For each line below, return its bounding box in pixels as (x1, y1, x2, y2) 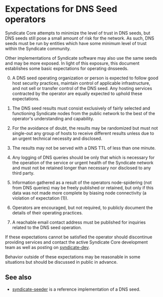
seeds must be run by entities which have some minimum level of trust (5, 40, 147, 46)
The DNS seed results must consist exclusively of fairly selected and (12, 105, 150, 111)
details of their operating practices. (12, 209, 83, 216)
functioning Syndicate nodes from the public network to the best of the (12, 110, 155, 116)
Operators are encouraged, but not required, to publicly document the (12, 205, 153, 210)
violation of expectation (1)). (12, 195, 69, 201)
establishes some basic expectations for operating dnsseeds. (5, 65, 129, 71)
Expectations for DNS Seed (5, 3, 118, 15)
